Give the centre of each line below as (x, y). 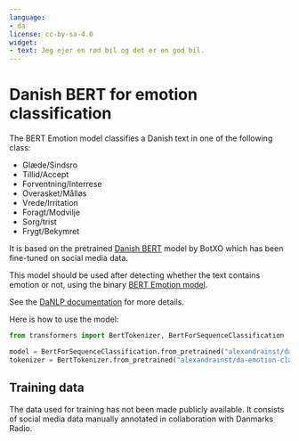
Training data (47, 388)
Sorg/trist (40, 222)
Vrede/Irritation (50, 203)
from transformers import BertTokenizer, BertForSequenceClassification (147, 336)
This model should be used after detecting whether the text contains (135, 275)
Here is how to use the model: (64, 319)
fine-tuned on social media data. (69, 258)
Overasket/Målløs (54, 193)
